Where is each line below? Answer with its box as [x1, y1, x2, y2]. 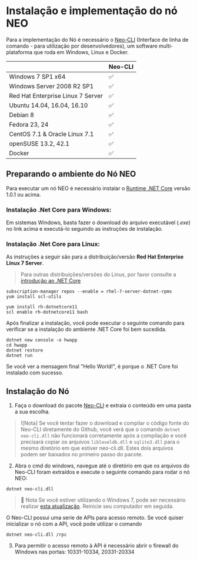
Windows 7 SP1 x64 [9, 72, 66, 81]
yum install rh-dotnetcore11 [6, 304, 78, 310]
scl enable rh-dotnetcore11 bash [6, 309, 88, 316]
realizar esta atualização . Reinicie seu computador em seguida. [20, 503, 175, 510]
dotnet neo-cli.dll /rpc [6, 532, 67, 538]
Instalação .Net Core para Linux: [6, 240, 100, 248]
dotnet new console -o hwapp [6, 337, 78, 343]
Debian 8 [9, 111, 34, 119]
